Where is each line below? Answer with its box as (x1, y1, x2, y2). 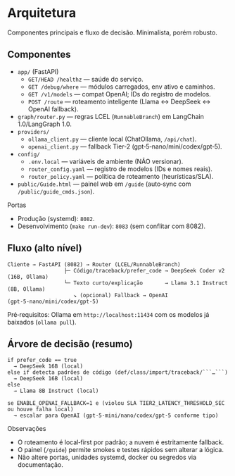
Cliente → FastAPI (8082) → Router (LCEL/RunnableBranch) (7, 261, 181, 268)
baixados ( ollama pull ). (7, 318, 77, 326)
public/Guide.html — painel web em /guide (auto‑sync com (17, 180, 191, 188)
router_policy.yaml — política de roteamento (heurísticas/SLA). (27, 172, 214, 180)
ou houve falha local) (7, 406, 74, 413)
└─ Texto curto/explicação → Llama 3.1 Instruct (63, 280, 229, 287)
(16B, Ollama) (7, 273, 49, 280)
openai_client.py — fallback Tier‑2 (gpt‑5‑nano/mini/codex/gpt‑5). (27, 142, 223, 151)
